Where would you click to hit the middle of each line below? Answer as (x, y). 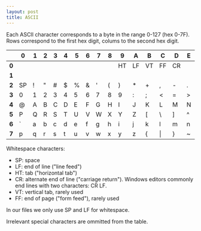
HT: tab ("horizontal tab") (46, 173)
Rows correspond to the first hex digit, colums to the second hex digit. (93, 41)
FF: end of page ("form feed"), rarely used (67, 198)
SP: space (27, 160)
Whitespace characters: (36, 148)
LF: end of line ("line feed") (48, 166)
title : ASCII (22, 17)
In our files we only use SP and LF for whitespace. (68, 209)
